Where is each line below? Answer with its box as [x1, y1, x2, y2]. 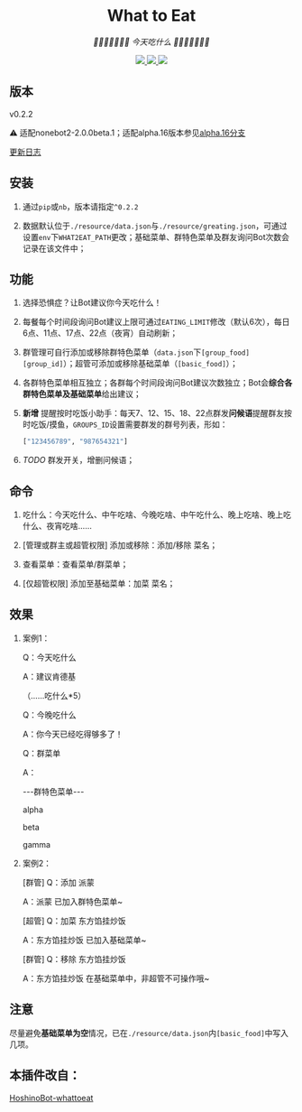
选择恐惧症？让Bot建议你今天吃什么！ [22, 297, 162, 308]
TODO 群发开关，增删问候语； [22, 455, 135, 466]
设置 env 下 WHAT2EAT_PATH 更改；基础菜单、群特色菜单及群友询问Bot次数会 [22, 231, 290, 242]
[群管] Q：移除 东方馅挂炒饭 [22, 953, 126, 964]
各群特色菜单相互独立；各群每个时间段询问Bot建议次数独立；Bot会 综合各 [22, 377, 293, 388]
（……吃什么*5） [22, 690, 87, 700]
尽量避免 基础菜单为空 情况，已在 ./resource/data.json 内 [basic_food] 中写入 [9, 1027, 289, 1038]
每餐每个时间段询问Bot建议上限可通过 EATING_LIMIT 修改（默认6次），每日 [22, 317, 290, 328]
